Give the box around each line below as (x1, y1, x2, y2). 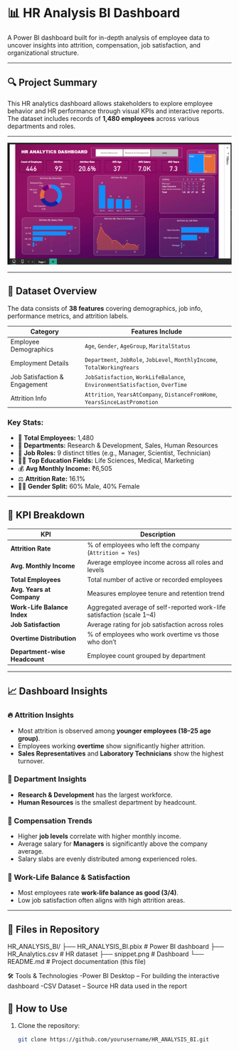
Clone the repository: (17, 1022, 80, 1030)
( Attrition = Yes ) (87, 548, 140, 556)
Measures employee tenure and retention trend (87, 589, 225, 598)
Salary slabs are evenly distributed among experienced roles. (17, 854, 198, 864)
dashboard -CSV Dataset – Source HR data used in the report (7, 982, 187, 990)
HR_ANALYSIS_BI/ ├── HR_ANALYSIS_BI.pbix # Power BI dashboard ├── (7, 943, 224, 951)
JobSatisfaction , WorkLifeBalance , (85, 372, 186, 381)
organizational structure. (7, 48, 80, 57)
